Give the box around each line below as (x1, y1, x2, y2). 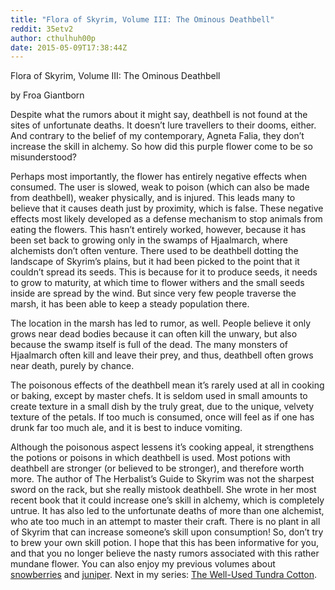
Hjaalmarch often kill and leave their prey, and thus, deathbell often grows (10, 349, 314, 361)
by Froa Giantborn (10, 89, 85, 101)
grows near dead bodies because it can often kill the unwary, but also (10, 328, 298, 340)
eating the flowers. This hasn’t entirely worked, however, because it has (10, 224, 307, 236)
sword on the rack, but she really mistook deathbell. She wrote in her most (10, 484, 317, 496)
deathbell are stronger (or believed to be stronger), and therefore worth (10, 462, 305, 475)
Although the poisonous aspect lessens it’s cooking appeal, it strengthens (10, 441, 315, 453)
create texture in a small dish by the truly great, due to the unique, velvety (10, 401, 315, 413)
